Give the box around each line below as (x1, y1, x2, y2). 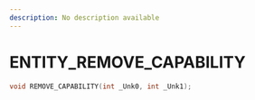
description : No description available (9, 13, 160, 23)
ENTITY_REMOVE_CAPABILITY (9, 51, 246, 72)
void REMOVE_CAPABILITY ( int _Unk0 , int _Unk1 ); (9, 82, 193, 91)
